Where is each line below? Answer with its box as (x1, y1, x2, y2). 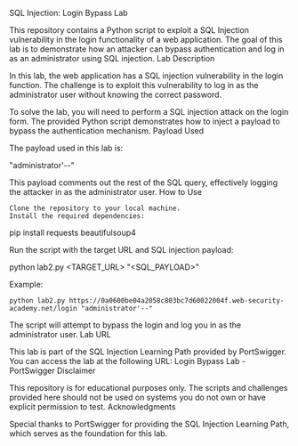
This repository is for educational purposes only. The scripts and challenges (9, 383, 288, 393)
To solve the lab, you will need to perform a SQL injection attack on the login (9, 107, 289, 117)
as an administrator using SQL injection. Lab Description (9, 53, 215, 63)
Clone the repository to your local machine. (9, 204, 181, 213)
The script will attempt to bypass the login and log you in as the (9, 320, 242, 330)
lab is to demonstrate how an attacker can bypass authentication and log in (9, 44, 285, 54)
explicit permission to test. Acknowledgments (9, 401, 176, 412)
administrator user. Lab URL (9, 329, 111, 339)
